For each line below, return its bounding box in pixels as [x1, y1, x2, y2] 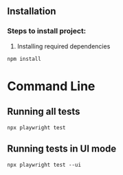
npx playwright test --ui [7, 161, 81, 168]
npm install [7, 55, 41, 62]
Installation [7, 6, 56, 17]
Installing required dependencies [16, 42, 111, 50]
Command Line [7, 78, 96, 94]
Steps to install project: [7, 26, 87, 36]
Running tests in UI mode [7, 143, 117, 155]
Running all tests [7, 106, 80, 118]
